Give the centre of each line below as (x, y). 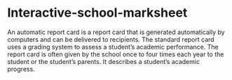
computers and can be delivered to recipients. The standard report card (111, 39)
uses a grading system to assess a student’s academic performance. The (113, 47)
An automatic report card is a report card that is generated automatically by (116, 32)
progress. (21, 69)
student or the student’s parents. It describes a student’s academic (104, 61)
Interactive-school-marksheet (97, 13)
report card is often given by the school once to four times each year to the (116, 54)
